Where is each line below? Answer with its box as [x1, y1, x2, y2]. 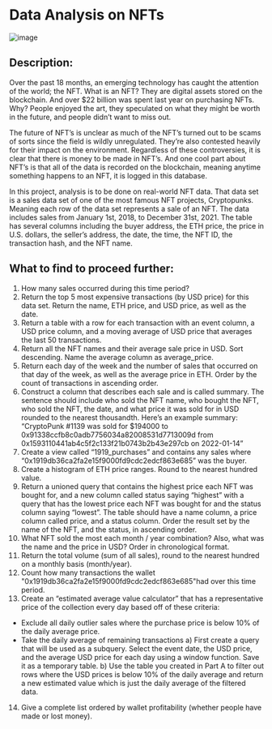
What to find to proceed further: [9, 262, 174, 276]
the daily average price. [20, 626, 100, 636]
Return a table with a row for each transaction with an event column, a [20, 318, 255, 328]
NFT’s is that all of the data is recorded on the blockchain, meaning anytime [9, 162, 261, 172]
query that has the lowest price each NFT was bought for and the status [20, 499, 261, 508]
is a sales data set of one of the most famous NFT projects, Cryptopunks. [9, 195, 254, 204]
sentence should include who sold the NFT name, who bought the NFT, [20, 395, 259, 405]
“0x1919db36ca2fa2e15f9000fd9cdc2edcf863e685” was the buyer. [20, 456, 248, 465]
